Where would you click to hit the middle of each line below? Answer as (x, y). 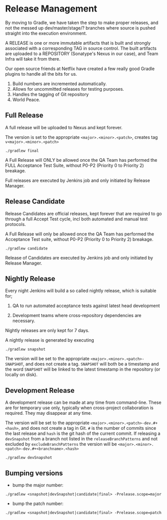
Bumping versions (34, 473)
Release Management (51, 9)
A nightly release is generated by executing (50, 340)
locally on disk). (21, 375)
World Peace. (26, 99)
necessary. (24, 321)
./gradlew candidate (27, 248)
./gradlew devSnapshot (29, 458)
